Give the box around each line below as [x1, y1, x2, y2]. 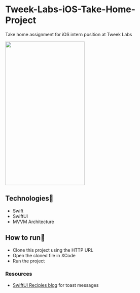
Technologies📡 [5, 194, 54, 203]
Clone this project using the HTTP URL [12, 247, 94, 253]
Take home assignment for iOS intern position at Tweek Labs [5, 31, 132, 37]
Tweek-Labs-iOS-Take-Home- [5, 4, 136, 15]
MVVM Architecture [12, 218, 54, 225]
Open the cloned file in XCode [12, 252, 76, 258]
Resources [5, 271, 32, 278]
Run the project [12, 258, 45, 264]
